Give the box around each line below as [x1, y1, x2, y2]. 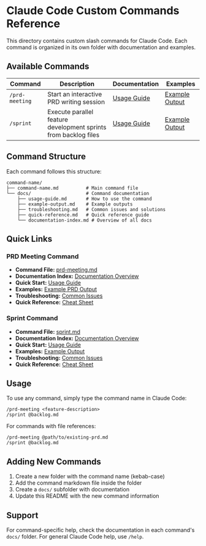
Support [6, 510, 39, 520]
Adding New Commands [6, 456, 101, 467]
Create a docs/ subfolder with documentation [15, 486, 130, 493]
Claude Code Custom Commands [6, 4, 180, 18]
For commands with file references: [6, 423, 96, 430]
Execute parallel [47, 107, 94, 116]
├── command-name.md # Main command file [6, 185, 139, 191]
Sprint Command [6, 314, 58, 323]
